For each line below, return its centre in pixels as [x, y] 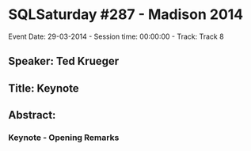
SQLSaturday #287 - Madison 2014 [126, 15]
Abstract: [32, 115]
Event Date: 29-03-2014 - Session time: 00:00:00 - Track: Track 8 [116, 36]
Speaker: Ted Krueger [64, 61]
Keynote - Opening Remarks [64, 138]
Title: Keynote [44, 88]
